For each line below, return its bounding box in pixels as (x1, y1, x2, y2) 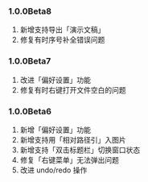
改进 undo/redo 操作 (19, 165, 88, 175)
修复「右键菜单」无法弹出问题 (19, 155, 119, 164)
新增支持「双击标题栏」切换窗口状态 (19, 145, 141, 155)
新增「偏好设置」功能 (19, 125, 91, 134)
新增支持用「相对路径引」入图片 (19, 134, 126, 144)
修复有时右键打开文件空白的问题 (19, 85, 126, 94)
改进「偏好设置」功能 (19, 75, 91, 85)
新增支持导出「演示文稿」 (19, 25, 105, 35)
